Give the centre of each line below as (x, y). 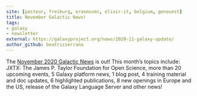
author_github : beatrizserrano (45, 45)
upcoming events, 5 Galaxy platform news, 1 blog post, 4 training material (96, 74)
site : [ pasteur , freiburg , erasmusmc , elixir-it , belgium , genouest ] (94, 12)
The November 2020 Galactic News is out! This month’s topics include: (93, 61)
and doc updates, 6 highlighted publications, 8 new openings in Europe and (99, 80)
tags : (13, 23)
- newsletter (22, 34)
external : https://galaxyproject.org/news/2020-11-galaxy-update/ (90, 39)
